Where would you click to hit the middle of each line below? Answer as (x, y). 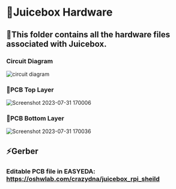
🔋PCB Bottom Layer (35, 119)
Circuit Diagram (29, 61)
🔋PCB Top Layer (30, 90)
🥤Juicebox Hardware (59, 12)
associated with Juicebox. (56, 44)
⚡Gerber (23, 151)
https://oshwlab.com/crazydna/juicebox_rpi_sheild (83, 179)
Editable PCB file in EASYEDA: (51, 171)
